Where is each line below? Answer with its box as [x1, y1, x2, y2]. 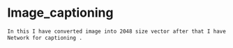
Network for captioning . [7, 34, 82, 41]
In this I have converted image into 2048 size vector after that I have [7, 28, 227, 35]
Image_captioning [7, 5, 114, 21]
